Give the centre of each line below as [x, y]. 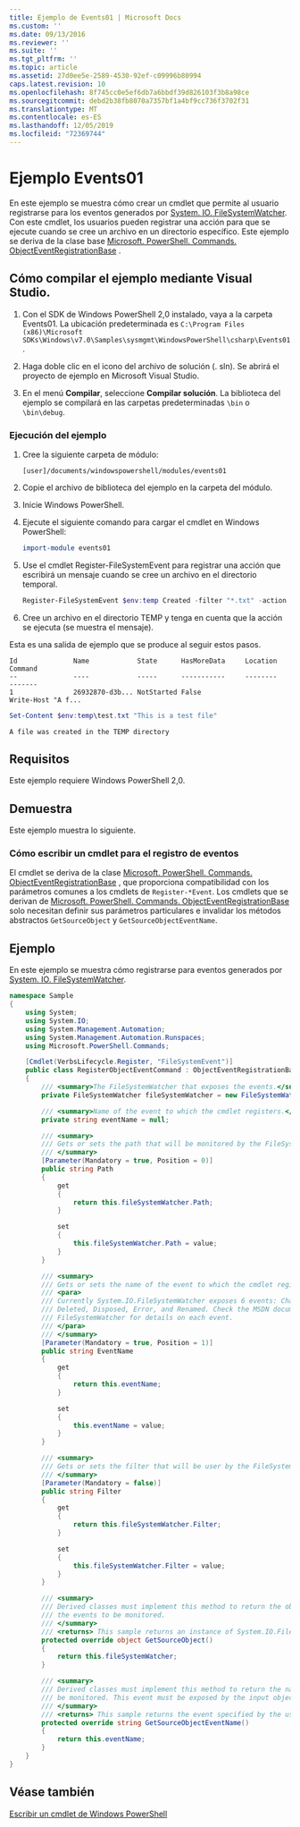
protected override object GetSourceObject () [128, 1640]
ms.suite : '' [33, 51]
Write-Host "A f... [46, 700]
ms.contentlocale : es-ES [55, 117]
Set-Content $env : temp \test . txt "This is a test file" [113, 715]
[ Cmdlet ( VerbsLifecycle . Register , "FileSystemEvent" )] [129, 1062]
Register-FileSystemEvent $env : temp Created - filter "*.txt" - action [154, 600]
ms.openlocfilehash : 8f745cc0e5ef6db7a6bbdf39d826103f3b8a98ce [129, 92]
